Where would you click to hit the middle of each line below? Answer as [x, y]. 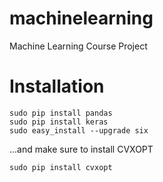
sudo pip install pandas [61, 113]
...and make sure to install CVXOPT [81, 149]
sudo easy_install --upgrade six [79, 130]
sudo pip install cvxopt [61, 167]
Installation [57, 86]
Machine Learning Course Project [78, 46]
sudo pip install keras [59, 122]
